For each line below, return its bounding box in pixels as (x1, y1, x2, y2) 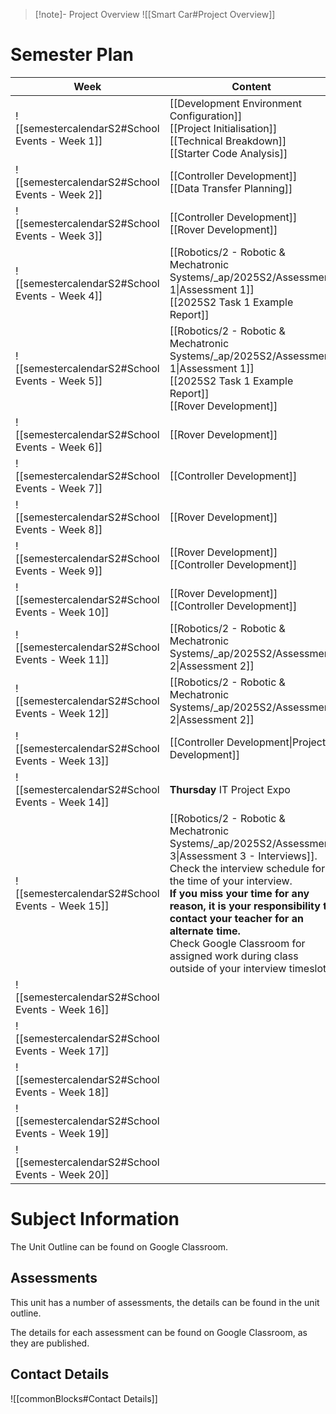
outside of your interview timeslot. (169, 961, 330, 975)
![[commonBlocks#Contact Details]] (10, 1392, 158, 1404)
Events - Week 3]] (15, 229, 103, 243)
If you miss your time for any (169, 886, 310, 900)
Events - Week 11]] (15, 652, 110, 666)
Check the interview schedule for (169, 861, 326, 875)
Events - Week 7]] (15, 481, 103, 495)
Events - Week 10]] (15, 605, 110, 619)
